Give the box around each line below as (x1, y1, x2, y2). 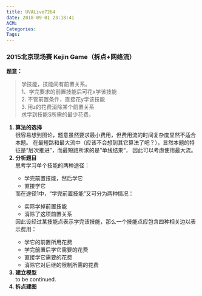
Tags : (6, 32, 20, 38)
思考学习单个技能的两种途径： (15, 162, 90, 169)
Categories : (6, 26, 36, 32)
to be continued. (15, 276, 56, 283)
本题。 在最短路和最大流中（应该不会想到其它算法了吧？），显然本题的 (15, 139, 190, 146)
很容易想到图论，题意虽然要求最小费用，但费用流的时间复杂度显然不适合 (15, 131, 196, 139)
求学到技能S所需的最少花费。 (21, 111, 94, 119)
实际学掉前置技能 (24, 203, 67, 210)
